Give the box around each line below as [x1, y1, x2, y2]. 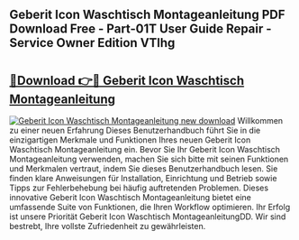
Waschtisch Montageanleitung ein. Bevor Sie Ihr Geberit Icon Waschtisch [9, 144, 281, 154]
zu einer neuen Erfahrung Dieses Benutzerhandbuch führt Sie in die [9, 125, 261, 135]
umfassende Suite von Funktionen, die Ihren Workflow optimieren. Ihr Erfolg [9, 202, 291, 212]
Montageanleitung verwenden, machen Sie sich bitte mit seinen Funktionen [9, 153, 289, 164]
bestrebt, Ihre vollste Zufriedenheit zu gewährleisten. [9, 221, 206, 231]
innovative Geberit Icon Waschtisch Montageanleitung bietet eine [9, 192, 252, 202]
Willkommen [237, 115, 284, 125]
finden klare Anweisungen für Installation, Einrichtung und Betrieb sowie [9, 173, 277, 183]
